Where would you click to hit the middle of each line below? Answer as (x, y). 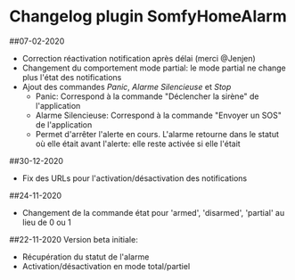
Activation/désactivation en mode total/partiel (106, 266)
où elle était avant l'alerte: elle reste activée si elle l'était (138, 144)
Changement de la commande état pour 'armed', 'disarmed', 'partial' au (153, 212)
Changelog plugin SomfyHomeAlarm (148, 16)
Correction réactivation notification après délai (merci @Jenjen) (139, 58)
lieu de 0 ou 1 (46, 222)
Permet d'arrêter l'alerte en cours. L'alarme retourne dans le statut (157, 134)
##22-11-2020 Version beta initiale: (74, 239)
